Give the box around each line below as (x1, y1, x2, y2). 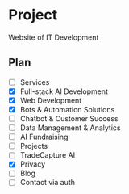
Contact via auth (19, 178, 75, 188)
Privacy (19, 159, 46, 169)
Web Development (19, 95, 82, 105)
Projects (19, 141, 48, 151)
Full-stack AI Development (19, 86, 109, 96)
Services (19, 77, 50, 86)
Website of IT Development (8, 32, 99, 42)
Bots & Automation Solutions (19, 104, 115, 114)
